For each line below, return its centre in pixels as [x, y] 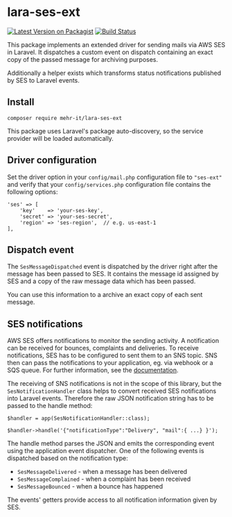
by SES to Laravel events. [43, 80]
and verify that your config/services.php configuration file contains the [109, 184]
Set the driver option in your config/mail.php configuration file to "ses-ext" [115, 177]
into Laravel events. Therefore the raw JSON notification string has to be [110, 398]
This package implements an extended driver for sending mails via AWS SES [116, 44]
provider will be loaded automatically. [61, 138]
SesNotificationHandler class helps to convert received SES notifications [112, 391]
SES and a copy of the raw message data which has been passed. [101, 281]
